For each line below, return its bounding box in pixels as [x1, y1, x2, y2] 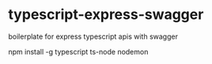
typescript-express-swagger [8, 6, 204, 24]
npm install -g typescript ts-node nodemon [8, 47, 149, 56]
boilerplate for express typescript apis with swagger [8, 32, 178, 41]
